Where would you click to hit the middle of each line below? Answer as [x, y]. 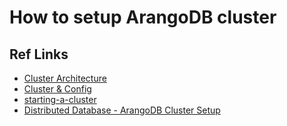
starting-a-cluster [60, 99]
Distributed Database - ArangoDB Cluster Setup [122, 110]
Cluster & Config [57, 89]
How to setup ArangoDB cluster [143, 17]
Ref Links [39, 54]
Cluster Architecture [65, 78]
